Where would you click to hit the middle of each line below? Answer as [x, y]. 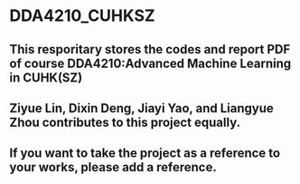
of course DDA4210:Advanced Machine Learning [150, 63]
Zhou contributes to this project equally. [125, 122]
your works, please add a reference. [113, 167]
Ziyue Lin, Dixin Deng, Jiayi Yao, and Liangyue [141, 108]
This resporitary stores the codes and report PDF [150, 49]
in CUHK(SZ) [46, 77]
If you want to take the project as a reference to [145, 154]
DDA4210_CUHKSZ [82, 16]
